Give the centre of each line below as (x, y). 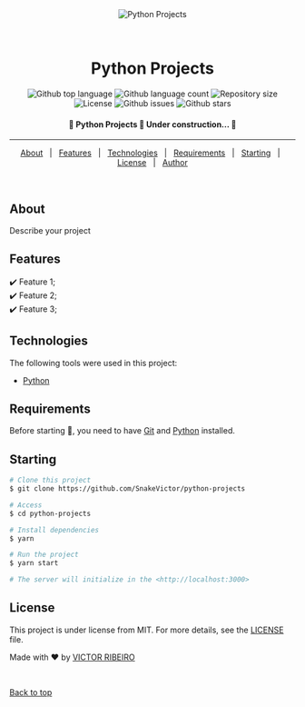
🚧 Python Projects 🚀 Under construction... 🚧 (152, 124)
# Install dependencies (54, 530)
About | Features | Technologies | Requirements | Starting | (150, 153)
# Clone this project (50, 481)
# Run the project (44, 555)
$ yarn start (34, 563)
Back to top (31, 692)
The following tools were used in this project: (93, 363)
